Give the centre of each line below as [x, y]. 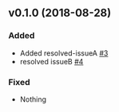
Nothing [33, 99]
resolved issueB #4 [52, 61]
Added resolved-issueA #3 [64, 53]
